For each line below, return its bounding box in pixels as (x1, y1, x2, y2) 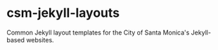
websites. (26, 35, 54, 44)
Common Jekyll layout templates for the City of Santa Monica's (6, 28, 190, 37)
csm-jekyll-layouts (6, 5, 120, 21)
